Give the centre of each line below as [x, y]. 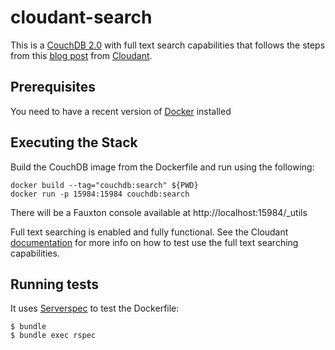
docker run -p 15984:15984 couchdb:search [100, 194]
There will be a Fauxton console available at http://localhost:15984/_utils [159, 212]
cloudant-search [81, 17]
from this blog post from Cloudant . [81, 55]
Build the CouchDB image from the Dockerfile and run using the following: [162, 167]
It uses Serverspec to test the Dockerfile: [95, 308]
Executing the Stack [74, 142]
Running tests [55, 284]
